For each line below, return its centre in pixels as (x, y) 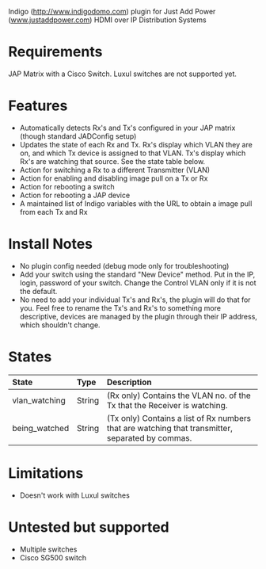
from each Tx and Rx (54, 212)
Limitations (46, 473)
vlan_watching (39, 400)
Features (38, 106)
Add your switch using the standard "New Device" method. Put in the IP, (137, 274)
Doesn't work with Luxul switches (75, 495)
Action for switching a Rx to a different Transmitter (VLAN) (115, 170)
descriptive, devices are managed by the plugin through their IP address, (138, 316)
